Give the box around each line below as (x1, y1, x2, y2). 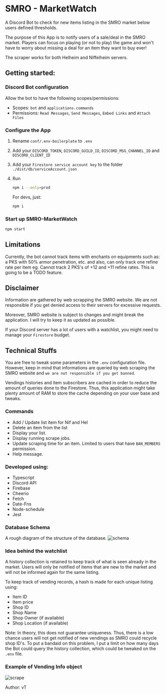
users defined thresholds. (5, 24, 58, 30)
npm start (5, 226, 26, 231)
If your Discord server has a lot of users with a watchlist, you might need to (5, 327, 159, 333)
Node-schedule (12, 506, 45, 512)
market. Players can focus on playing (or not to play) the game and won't (5, 39, 154, 45)
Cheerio (12, 490, 29, 496)
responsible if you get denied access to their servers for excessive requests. (5, 302, 162, 308)
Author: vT (5, 684, 27, 690)
